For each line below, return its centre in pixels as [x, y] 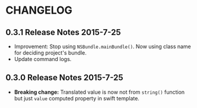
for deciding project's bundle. [50, 53]
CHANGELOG [39, 10]
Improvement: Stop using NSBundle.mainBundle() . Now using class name [102, 46]
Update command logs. [43, 59]
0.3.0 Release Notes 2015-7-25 [64, 78]
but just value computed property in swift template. [77, 98]
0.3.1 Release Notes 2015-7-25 [63, 32]
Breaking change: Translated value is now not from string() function [99, 92]
